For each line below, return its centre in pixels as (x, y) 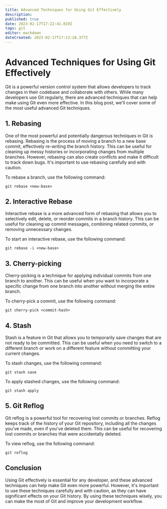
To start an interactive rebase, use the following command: (66, 239)
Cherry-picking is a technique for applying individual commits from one (78, 275)
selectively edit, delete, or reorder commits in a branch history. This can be (82, 219)
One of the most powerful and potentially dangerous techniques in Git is (79, 136)
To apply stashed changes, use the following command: (63, 382)
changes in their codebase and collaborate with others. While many (74, 92)
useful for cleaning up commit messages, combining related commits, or (80, 224)
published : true (22, 19)
